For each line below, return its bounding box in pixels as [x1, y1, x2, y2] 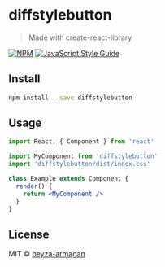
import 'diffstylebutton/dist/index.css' [8, 160, 151, 169]
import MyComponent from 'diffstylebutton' [8, 152, 158, 160]
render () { [15, 182, 53, 190]
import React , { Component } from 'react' [8, 138, 154, 146]
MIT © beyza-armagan [8, 249, 85, 259]
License [8, 227, 50, 241]
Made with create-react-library [28, 33, 132, 42]
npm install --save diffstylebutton [8, 94, 132, 102]
